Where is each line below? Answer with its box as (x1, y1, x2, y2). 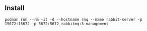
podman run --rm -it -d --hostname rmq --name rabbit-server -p (5, 17, 142, 22)
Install (5, 4, 25, 12)
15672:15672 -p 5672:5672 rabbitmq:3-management (5, 21, 109, 26)
